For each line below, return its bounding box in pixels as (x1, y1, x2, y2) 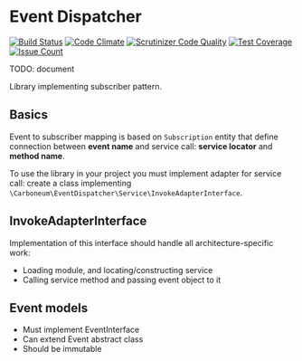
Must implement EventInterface (22, 324, 140, 336)
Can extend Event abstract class (22, 334, 144, 345)
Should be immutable (22, 344, 102, 355)
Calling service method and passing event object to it (22, 274, 222, 285)
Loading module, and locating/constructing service (22, 264, 213, 275)
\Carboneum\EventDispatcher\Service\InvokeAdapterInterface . (9, 187, 243, 198)
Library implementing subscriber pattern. (9, 81, 163, 91)
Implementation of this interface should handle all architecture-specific (9, 237, 274, 248)
